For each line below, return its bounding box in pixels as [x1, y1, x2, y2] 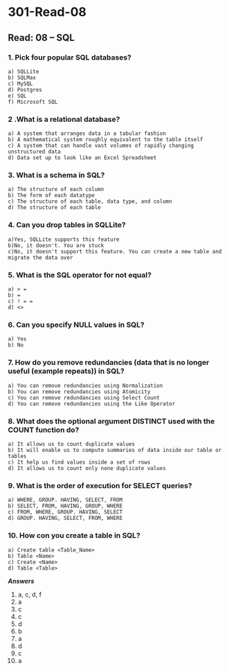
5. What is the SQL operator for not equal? [8, 270, 152, 280]
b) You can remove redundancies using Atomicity [8, 388, 151, 395]
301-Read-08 [8, 4, 87, 20]
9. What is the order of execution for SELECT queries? [8, 480, 192, 490]
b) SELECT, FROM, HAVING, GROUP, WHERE [8, 502, 123, 509]
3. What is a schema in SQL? [8, 170, 105, 180]
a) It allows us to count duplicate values [8, 440, 136, 447]
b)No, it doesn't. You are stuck [8, 242, 104, 249]
